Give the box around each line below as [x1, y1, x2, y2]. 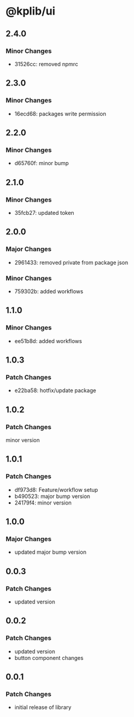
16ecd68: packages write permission [14, 110, 106, 117]
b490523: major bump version [14, 492, 91, 500]
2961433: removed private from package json [14, 259, 129, 266]
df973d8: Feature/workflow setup [14, 486, 98, 493]
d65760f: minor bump [14, 160, 69, 167]
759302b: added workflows [14, 287, 84, 295]
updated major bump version [14, 548, 87, 556]
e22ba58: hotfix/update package [14, 387, 97, 394]
